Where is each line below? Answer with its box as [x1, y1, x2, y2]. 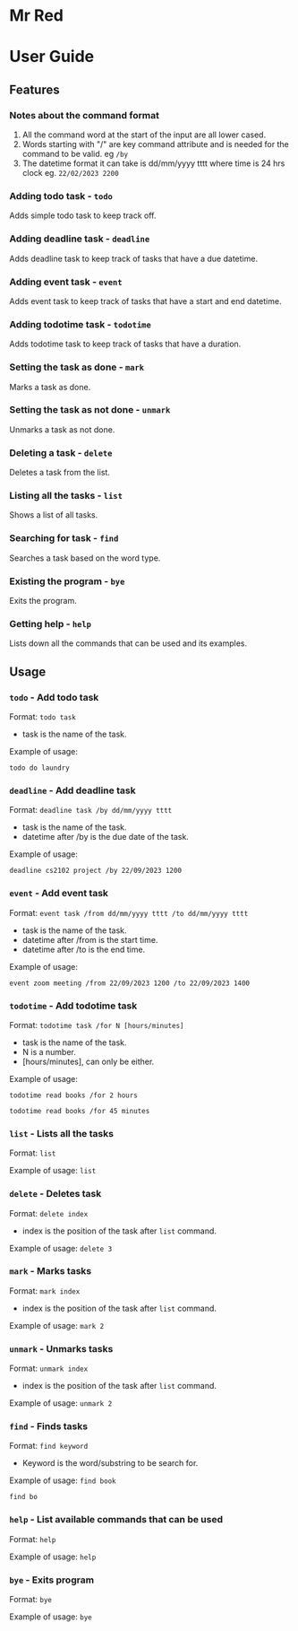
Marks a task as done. [9, 381, 91, 392]
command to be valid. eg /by [21, 149, 128, 160]
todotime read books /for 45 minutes [9, 1106, 150, 1115]
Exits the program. [9, 596, 78, 606]
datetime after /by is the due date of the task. [21, 832, 190, 842]
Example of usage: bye [9, 1611, 92, 1622]
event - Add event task [9, 887, 109, 900]
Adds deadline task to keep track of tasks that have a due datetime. [9, 253, 258, 264]
